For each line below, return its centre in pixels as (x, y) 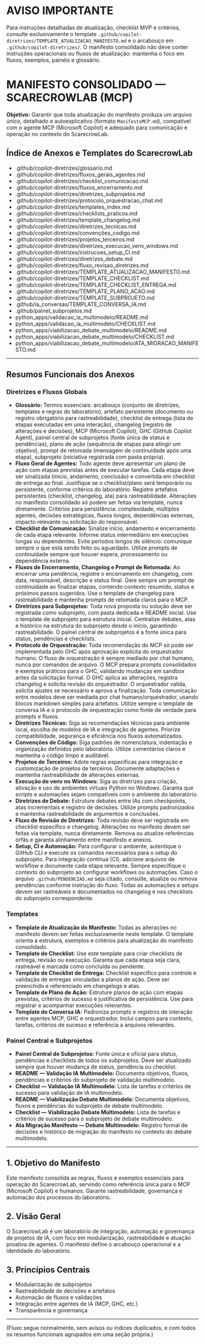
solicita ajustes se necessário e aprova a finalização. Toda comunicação (106, 691)
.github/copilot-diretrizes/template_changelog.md (77, 220)
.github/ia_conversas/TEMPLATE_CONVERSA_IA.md (81, 304)
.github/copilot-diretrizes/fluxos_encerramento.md (79, 187)
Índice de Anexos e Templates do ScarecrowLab (100, 153)
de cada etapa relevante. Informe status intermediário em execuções (102, 535)
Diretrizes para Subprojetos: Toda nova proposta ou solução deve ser (104, 606)
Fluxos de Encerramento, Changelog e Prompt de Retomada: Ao (98, 567)
